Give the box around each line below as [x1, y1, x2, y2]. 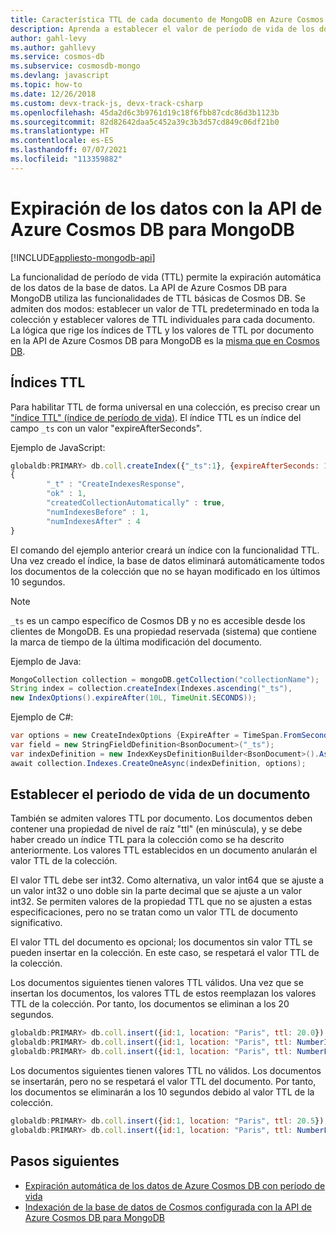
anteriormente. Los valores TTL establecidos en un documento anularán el [10, 844, 318, 856]
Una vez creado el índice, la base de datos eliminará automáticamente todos [10, 554, 325, 566]
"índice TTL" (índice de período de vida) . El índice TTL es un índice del [10, 411, 302, 423]
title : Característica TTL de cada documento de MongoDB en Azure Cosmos [10, 14, 325, 25]
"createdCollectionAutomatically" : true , [46, 498, 226, 508]
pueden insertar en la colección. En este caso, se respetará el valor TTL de [10, 947, 320, 959]
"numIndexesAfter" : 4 [46, 516, 141, 526]
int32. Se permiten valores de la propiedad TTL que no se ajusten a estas [10, 896, 313, 908]
